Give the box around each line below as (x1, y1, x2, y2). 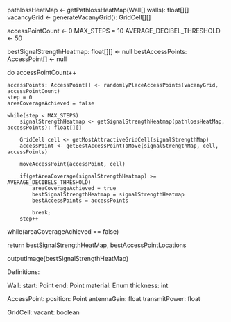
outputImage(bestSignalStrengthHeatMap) (7, 255, 129, 262)
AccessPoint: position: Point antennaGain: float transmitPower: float (7, 295, 201, 303)
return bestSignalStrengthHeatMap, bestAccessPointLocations (7, 241, 187, 249)
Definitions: (7, 268, 40, 276)
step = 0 (7, 94, 33, 101)
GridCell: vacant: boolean (7, 308, 80, 316)
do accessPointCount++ (7, 69, 77, 76)
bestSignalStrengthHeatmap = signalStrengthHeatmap (32, 191, 185, 198)
